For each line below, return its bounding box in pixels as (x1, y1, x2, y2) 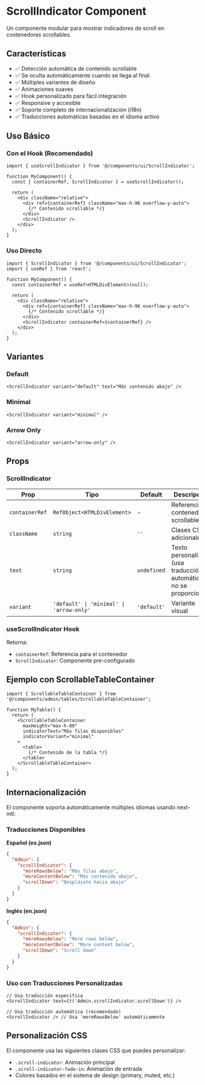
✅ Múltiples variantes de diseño (15, 78, 96, 86)
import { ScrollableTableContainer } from (6, 690, 116, 696)
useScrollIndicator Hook (6, 625, 80, 633)
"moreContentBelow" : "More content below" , (22, 942, 135, 948)
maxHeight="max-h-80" (22, 723, 78, 729)
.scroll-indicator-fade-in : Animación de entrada (15, 1065, 142, 1072)
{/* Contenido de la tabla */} (28, 749, 108, 756)
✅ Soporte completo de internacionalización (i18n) (15, 106, 142, 113)
